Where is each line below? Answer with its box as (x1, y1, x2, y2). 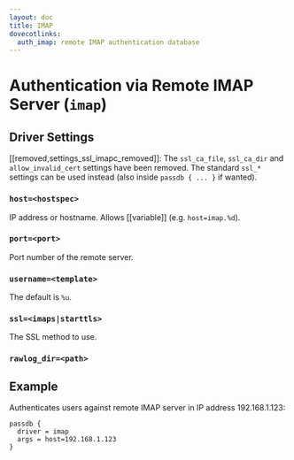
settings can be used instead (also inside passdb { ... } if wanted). (9, 172, 258, 182)
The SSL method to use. (9, 332, 97, 342)
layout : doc (9, 12, 53, 22)
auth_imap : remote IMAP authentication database (17, 37, 200, 47)
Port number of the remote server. (9, 251, 135, 262)
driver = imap (17, 427, 69, 436)
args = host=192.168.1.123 (17, 435, 117, 444)
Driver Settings (9, 129, 95, 144)
